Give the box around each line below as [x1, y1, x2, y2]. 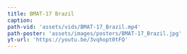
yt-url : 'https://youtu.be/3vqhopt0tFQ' [7, 36, 129, 43]
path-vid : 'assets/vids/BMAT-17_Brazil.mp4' [7, 23, 141, 30]
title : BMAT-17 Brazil [7, 10, 74, 18]
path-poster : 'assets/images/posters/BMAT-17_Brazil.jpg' [7, 29, 182, 37]
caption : [7, 17, 33, 24]
